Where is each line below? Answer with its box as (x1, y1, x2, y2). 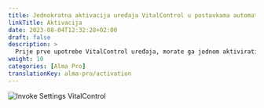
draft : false (8, 33, 51, 41)
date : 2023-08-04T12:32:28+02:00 (8, 26, 118, 34)
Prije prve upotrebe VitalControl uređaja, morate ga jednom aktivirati (15, 48, 258, 56)
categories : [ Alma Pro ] (8, 63, 86, 70)
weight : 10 (8, 56, 44, 63)
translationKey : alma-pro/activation (8, 70, 132, 77)
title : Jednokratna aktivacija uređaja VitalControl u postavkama (8, 11, 230, 20)
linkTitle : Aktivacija (8, 19, 82, 27)
